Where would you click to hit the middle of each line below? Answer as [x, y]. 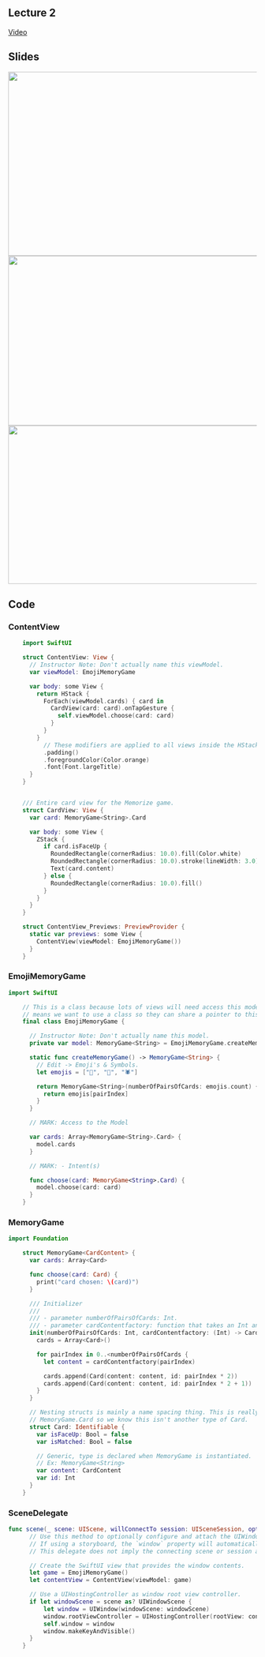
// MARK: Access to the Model [78, 1123]
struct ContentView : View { [68, 658]
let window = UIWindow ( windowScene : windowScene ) [127, 1609]
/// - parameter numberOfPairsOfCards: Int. [103, 1318]
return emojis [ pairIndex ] [86, 1094]
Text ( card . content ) [82, 869]
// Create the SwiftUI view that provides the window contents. [137, 1565]
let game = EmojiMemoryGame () [78, 1573]
